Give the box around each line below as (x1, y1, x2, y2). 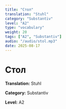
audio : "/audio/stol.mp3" (5, 39, 57, 44)
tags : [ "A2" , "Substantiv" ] (5, 35, 62, 39)
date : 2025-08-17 (5, 43, 40, 48)
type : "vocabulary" (5, 25, 45, 30)
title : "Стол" (5, 7, 34, 12)
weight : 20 (5, 30, 27, 35)
